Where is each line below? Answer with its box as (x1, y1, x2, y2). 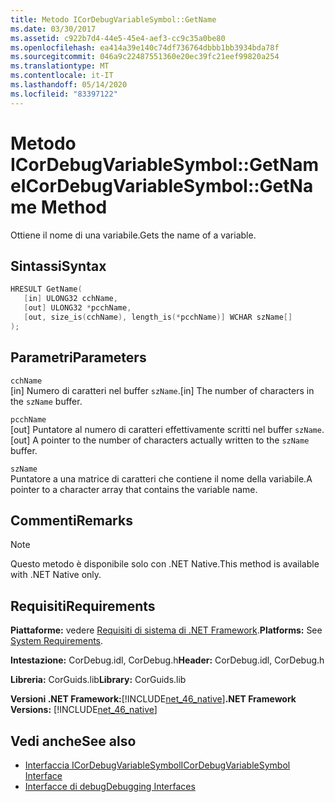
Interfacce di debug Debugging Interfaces (24, 781, 196, 792)
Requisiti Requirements (10, 597, 156, 615)
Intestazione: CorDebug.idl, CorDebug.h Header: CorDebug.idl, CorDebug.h (10, 654, 325, 666)
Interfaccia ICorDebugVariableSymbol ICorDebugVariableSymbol (24, 759, 291, 771)
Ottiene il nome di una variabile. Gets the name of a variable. (10, 229, 257, 241)
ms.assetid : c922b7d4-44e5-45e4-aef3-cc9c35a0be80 (10, 33, 226, 43)
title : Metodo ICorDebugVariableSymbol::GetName (10, 14, 217, 25)
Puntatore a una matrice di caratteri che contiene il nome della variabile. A (10, 472, 313, 485)
